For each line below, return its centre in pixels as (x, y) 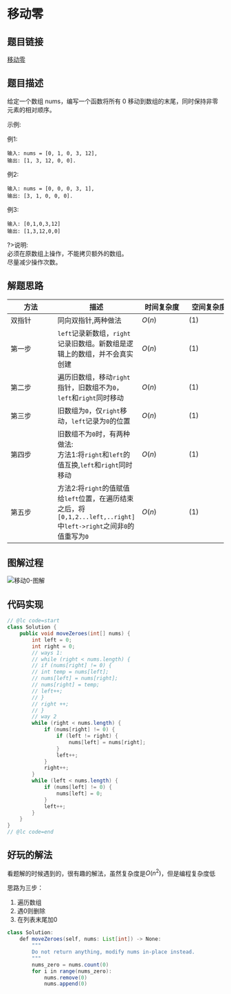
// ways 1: (47, 653)
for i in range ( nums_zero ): (72, 971)
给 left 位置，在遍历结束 (96, 498)
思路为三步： (25, 888)
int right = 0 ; (54, 646)
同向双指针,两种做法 (89, 320)
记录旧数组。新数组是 (92, 343)
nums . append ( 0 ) (66, 984)
